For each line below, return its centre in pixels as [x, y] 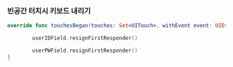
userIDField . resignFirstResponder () [85, 38]
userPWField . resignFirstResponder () [85, 51]
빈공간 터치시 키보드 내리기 [49, 10]
